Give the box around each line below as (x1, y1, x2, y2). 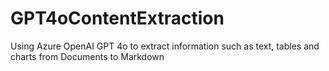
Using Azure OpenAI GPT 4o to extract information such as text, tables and (10, 40, 320, 52)
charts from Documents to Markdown (10, 50, 165, 62)
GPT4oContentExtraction (10, 7, 225, 30)
